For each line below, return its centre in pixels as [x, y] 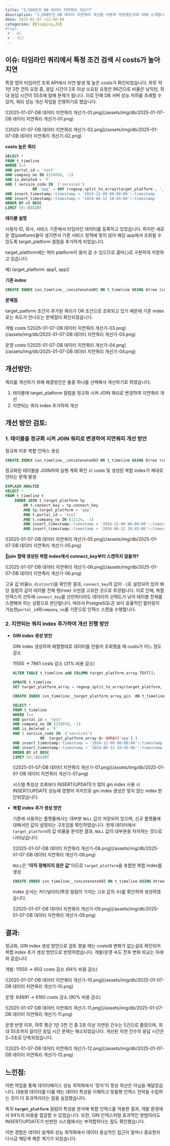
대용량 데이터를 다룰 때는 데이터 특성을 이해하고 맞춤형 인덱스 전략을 [83, 1091]
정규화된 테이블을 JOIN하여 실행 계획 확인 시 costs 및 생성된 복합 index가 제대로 [84, 470]
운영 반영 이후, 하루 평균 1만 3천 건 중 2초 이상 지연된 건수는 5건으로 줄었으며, [81, 1025]
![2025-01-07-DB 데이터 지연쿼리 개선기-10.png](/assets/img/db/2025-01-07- [85, 980]
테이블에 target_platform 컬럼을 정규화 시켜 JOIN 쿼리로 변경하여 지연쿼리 [86, 392]
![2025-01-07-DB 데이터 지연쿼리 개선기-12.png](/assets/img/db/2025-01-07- [85, 1048]
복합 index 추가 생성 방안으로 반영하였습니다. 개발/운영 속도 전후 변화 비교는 [80, 952]
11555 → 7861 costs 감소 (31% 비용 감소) [54, 663]
